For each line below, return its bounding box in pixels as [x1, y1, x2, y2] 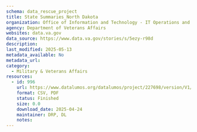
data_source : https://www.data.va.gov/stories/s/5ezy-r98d [6, 36, 154, 41]
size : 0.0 [16, 100, 41, 107]
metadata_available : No [6, 52, 64, 58]
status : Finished [16, 95, 59, 101]
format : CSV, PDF [16, 90, 59, 96]
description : [6, 41, 38, 47]
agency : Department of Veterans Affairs [6, 25, 107, 31]
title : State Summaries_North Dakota [6, 14, 98, 20]
